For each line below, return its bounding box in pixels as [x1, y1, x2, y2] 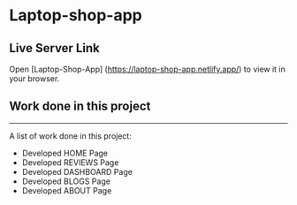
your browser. [9, 73, 60, 84]
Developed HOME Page [21, 148, 109, 158]
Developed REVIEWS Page [21, 156, 119, 168]
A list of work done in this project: [9, 130, 133, 141]
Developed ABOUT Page [21, 185, 112, 195]
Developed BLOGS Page [21, 176, 110, 186]
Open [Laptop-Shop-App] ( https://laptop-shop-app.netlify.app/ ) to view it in [9, 64, 286, 74]
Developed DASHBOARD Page [21, 166, 133, 177]
